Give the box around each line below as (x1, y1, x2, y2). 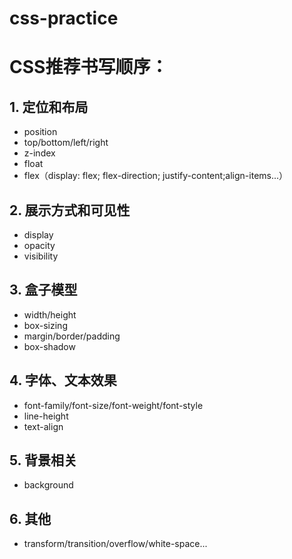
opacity (23, 240, 56, 251)
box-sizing (23, 319, 68, 331)
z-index (23, 147, 56, 159)
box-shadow (23, 340, 76, 352)
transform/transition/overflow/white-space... (23, 538, 208, 550)
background (23, 479, 74, 491)
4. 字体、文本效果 (9, 372, 117, 389)
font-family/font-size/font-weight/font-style (23, 399, 204, 411)
